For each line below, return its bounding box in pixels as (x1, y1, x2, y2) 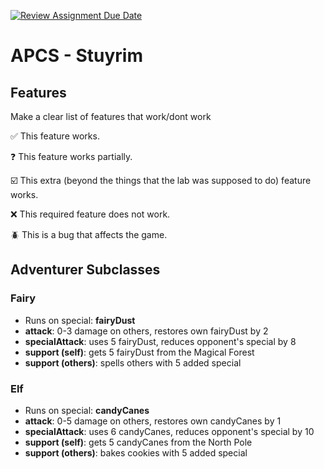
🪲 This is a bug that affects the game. (10, 229, 168, 240)
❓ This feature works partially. (10, 151, 133, 162)
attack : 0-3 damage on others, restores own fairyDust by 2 (24, 325, 269, 337)
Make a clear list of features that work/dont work (10, 111, 212, 122)
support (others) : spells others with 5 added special (24, 356, 242, 369)
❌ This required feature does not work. (10, 208, 171, 220)
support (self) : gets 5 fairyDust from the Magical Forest (24, 346, 255, 358)
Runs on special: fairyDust (24, 314, 136, 326)
